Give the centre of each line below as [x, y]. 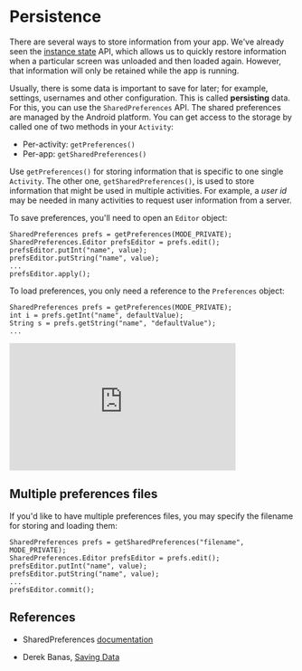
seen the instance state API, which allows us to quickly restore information [148, 51]
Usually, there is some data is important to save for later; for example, [139, 88]
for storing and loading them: [63, 525]
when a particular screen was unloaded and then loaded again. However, [146, 61]
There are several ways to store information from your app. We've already [147, 42]
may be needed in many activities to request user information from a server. [151, 200]
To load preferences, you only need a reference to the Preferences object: [147, 291]
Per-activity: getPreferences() [79, 144]
